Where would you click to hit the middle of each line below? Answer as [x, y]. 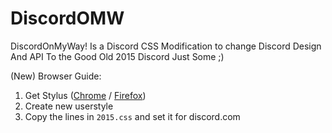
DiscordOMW [67, 18]
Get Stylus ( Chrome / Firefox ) [85, 95]
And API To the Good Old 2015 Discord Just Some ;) [117, 56]
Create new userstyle [69, 106]
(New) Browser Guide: [56, 76]
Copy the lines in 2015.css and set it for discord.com [132, 116]
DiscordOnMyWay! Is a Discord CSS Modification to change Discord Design [166, 46]
